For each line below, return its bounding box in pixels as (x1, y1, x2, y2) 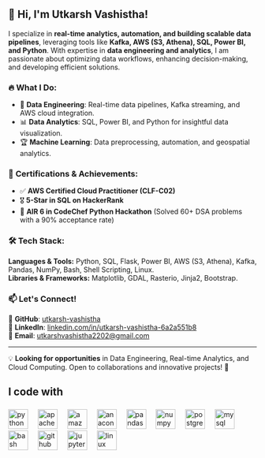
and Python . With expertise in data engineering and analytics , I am (8, 45, 230, 55)
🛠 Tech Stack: (8, 236, 65, 247)
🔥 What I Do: (8, 82, 58, 93)
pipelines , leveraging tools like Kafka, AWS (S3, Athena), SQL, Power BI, (8, 37, 246, 47)
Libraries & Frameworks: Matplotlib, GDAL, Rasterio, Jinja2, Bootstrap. (8, 273, 238, 282)
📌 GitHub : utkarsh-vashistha (8, 315, 101, 323)
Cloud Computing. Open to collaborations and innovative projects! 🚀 (8, 363, 230, 371)
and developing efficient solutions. (8, 62, 121, 72)
